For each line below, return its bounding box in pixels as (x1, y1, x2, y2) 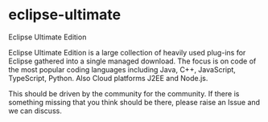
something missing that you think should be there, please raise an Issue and (8, 97, 260, 107)
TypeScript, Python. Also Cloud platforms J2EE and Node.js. (8, 73, 208, 83)
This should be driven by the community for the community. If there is (8, 88, 240, 98)
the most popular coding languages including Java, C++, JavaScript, (8, 64, 236, 74)
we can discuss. (8, 106, 62, 116)
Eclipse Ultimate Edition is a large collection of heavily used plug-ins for (8, 47, 246, 57)
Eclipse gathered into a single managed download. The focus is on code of (8, 56, 257, 66)
